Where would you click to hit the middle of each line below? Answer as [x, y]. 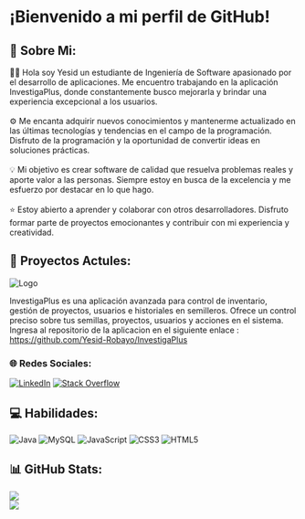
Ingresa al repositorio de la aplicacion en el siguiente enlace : [124, 330]
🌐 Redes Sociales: [51, 363]
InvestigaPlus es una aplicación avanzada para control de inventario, [138, 301]
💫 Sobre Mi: [43, 51]
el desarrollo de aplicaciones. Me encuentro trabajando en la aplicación [144, 82]
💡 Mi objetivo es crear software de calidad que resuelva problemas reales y [152, 169]
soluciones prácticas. [50, 150]
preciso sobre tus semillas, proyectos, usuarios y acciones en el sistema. [147, 320]
